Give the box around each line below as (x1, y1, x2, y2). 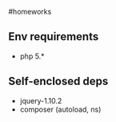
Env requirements (8, 30, 99, 43)
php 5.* (19, 51, 46, 61)
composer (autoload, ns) (19, 104, 102, 114)
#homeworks (8, 7, 52, 16)
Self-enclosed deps (8, 75, 109, 88)
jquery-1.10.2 (19, 96, 62, 105)
